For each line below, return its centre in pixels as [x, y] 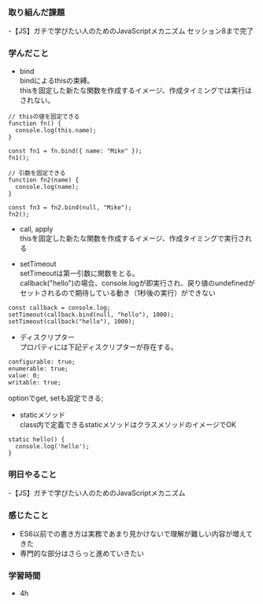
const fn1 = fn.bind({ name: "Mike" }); [76, 151]
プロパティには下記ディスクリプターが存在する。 [98, 347]
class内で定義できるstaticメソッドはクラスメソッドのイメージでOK [128, 424]
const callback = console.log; [59, 308]
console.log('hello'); [52, 446]
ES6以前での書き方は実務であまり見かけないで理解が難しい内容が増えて [136, 534]
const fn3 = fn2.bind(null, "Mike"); [70, 207]
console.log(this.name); [56, 130]
